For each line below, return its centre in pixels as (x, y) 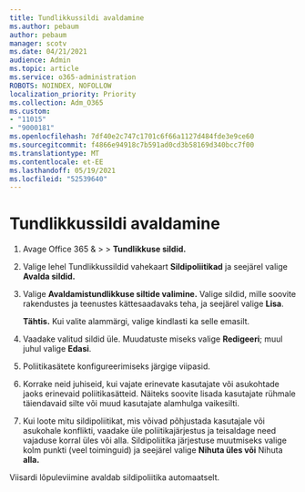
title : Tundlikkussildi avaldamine (77, 18)
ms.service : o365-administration (73, 77)
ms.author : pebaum (44, 26)
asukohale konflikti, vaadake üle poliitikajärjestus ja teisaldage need (149, 431)
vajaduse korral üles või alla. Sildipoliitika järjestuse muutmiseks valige (154, 441)
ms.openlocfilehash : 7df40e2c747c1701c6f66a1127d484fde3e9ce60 (132, 137)
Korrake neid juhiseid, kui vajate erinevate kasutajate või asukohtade (151, 384)
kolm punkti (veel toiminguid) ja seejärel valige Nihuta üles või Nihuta (153, 450)
